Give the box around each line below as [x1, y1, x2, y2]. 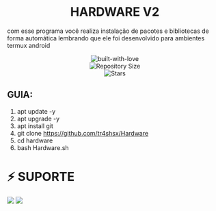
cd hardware [16, 136, 53, 145]
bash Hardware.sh [16, 143, 70, 151]
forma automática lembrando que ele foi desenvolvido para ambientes [7, 34, 205, 42]
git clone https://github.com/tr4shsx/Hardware [16, 129, 149, 137]
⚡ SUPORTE [7, 169, 75, 184]
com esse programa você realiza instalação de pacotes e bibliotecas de [7, 27, 210, 35]
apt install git [16, 121, 53, 130]
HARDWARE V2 [70, 4, 160, 20]
